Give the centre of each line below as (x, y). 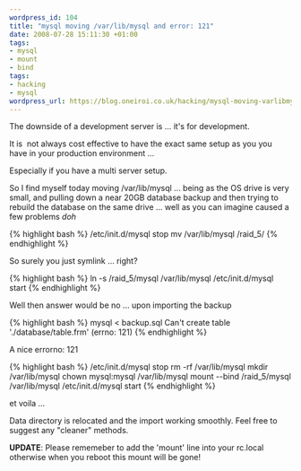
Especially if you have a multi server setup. (88, 170)
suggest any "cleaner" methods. (69, 431)
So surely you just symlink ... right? (73, 261)
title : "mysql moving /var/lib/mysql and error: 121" (112, 26)
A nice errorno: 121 (44, 350)
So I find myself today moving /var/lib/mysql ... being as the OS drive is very (149, 188)
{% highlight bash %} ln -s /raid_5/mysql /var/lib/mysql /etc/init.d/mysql (142, 278)
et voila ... (27, 404)
